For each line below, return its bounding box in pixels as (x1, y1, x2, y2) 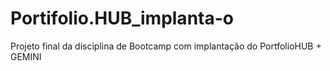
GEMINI (10, 50, 42, 62)
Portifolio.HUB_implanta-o (10, 7, 234, 30)
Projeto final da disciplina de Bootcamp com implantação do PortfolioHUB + (10, 40, 322, 52)
